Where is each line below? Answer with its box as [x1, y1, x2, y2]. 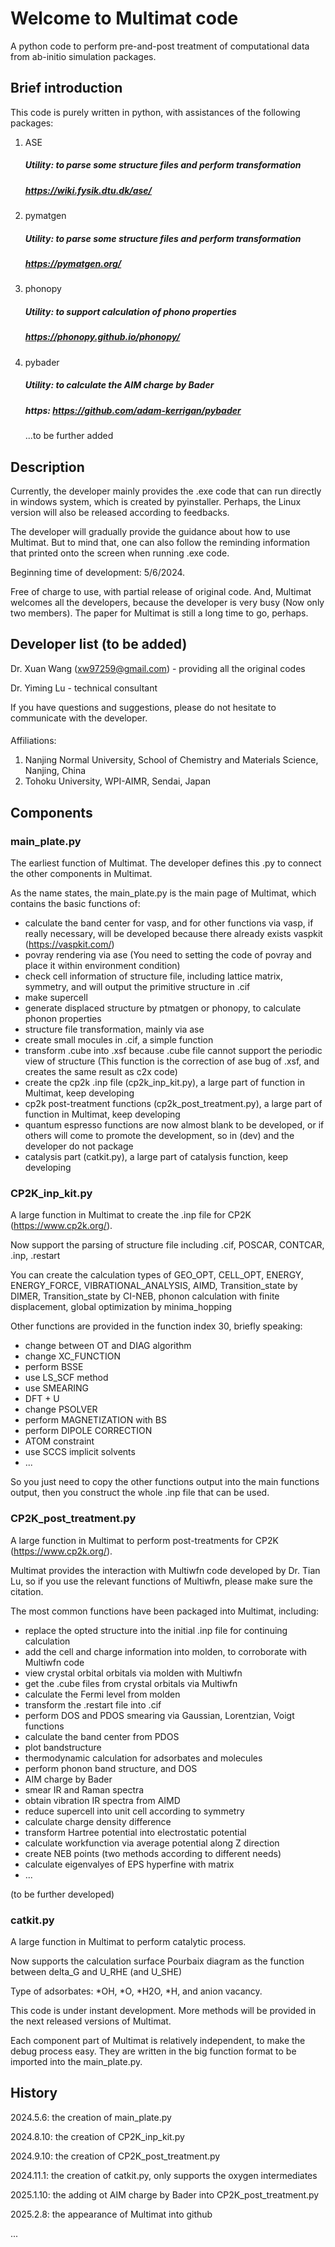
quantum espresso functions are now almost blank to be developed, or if [24, 1119, 325, 1131]
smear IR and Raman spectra [24, 1783, 145, 1796]
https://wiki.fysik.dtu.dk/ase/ [24, 184, 153, 196]
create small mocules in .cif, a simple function [24, 1034, 214, 1046]
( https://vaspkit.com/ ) [24, 938, 115, 951]
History [10, 2085, 58, 2102]
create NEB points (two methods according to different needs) [24, 1847, 282, 1859]
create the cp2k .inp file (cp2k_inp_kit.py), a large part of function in [24, 1077, 305, 1089]
